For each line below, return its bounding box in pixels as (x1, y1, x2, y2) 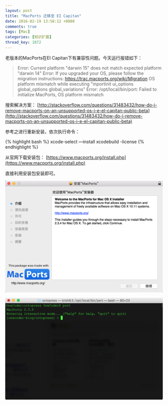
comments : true (5, 24, 37, 29)
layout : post (5, 8, 32, 13)
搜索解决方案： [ (5, 102, 39, 108)
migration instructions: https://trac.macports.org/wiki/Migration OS (17, 75, 155, 81)
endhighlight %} (5, 144, 38, 150)
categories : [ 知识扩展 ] (5, 35, 51, 40)
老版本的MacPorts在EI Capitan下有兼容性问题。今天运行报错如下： (5, 55, 142, 61)
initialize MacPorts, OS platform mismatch (17, 91, 104, 97)
